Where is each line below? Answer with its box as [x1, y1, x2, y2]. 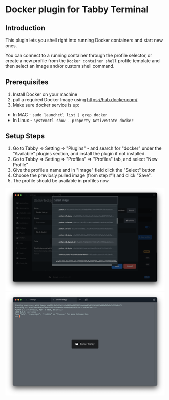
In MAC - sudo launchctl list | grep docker [12, 111, 108, 117]
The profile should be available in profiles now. [12, 177, 110, 183]
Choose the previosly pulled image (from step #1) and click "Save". [12, 172, 152, 178]
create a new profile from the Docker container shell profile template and [5, 58, 160, 64]
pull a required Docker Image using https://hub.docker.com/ [12, 96, 138, 102]
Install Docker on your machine [12, 91, 77, 97]
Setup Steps [5, 132, 45, 140]
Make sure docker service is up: [12, 102, 80, 108]
